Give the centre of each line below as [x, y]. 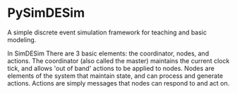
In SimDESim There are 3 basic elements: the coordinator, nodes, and [108, 53]
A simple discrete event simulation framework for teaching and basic [107, 32]
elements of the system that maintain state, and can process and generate [115, 76]
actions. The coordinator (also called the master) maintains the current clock [119, 60]
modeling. [22, 39]
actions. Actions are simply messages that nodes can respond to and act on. [119, 83]
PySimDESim [46, 13]
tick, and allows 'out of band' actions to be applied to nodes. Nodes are [111, 68]
